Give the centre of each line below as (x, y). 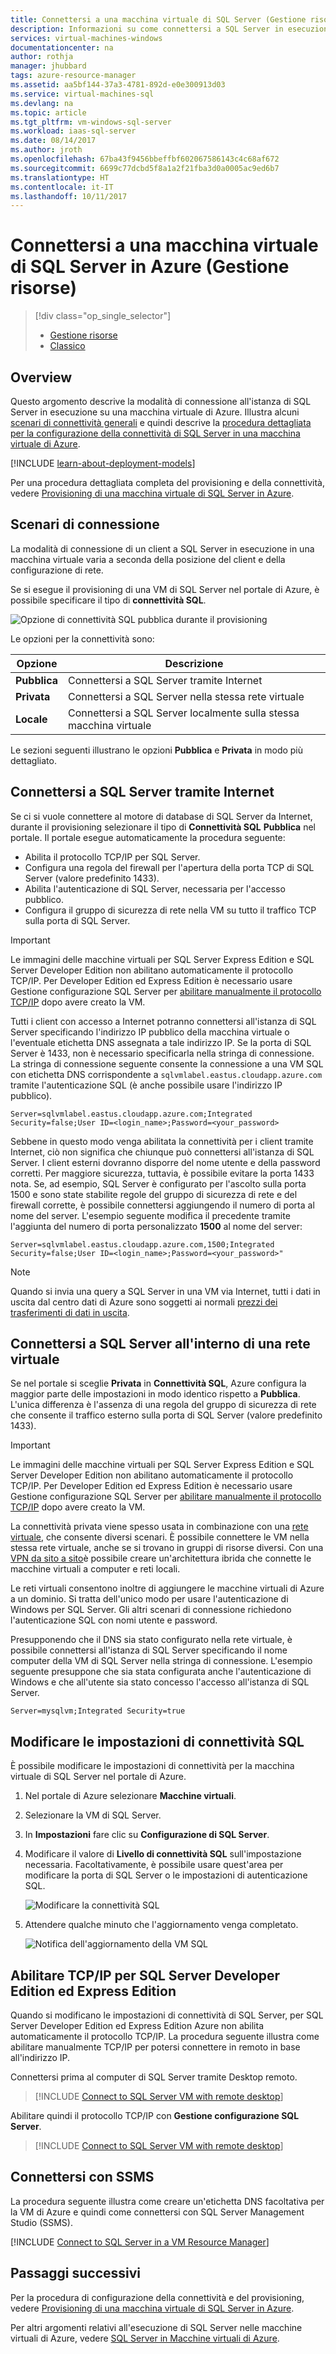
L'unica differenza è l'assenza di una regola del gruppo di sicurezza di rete (163, 1405)
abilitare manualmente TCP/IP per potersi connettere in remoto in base (155, 2047)
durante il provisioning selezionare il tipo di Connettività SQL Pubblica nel (163, 827)
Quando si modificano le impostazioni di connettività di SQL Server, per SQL (167, 2015)
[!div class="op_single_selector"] (103, 316)
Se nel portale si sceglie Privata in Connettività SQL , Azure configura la (158, 1383)
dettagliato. (33, 760)
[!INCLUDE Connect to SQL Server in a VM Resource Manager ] (140, 2242)
